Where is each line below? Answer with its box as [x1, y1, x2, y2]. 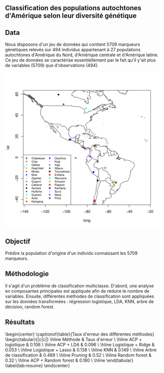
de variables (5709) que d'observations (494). [5, 63, 99, 68]
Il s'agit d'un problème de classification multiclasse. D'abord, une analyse [5, 283, 154, 289]
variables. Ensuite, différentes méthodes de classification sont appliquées [5, 293, 154, 299]
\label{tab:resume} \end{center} [5, 362, 70, 369]
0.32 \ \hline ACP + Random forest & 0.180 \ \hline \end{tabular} [5, 357, 134, 363]
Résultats [5, 318, 35, 327]
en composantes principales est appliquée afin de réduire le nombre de [5, 288, 150, 294]
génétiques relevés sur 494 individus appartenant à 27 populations [5, 47, 141, 53]
